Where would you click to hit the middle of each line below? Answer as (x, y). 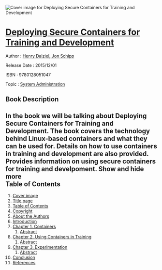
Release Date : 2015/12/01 (31, 65)
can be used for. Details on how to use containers (81, 146)
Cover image (25, 196)
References (24, 263)
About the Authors (31, 216)
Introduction (25, 222)
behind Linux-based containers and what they (76, 138)
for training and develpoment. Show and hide (75, 169)
